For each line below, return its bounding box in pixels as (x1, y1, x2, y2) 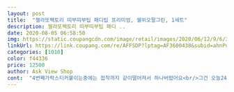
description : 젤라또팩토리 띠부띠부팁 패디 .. (7, 23, 126, 30)
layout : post (7, 10, 45, 17)
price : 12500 (7, 62, 45, 68)
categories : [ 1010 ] (7, 49, 64, 56)
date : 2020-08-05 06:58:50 (7, 29, 86, 37)
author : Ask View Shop (7, 68, 73, 75)
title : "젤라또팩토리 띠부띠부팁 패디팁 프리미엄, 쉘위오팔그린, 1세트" (7, 17, 188, 24)
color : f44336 (7, 55, 49, 62)
